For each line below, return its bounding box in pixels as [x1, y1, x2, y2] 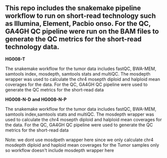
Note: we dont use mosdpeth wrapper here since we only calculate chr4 [5, 137, 154, 143]
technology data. [5, 43, 60, 51]
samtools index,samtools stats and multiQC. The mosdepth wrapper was [5, 111, 155, 117]
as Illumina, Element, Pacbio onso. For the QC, [5, 19, 151, 28]
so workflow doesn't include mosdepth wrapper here [5, 147, 115, 153]
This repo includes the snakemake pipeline [5, 4, 141, 12]
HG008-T [5, 56, 25, 62]
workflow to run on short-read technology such [5, 12, 156, 20]
